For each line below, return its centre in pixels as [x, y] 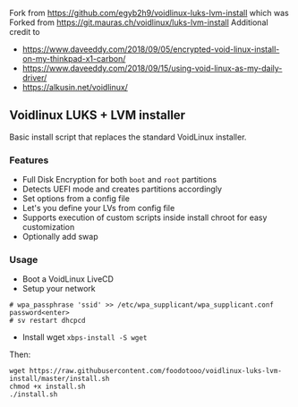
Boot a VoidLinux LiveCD [68, 279]
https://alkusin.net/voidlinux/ [75, 87]
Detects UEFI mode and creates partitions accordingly [122, 189]
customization [48, 227]
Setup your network [59, 289]
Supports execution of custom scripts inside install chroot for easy [145, 217]
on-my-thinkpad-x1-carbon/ [74, 59]
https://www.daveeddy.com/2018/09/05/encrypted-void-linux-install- [151, 49]
